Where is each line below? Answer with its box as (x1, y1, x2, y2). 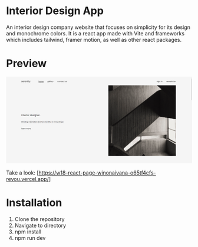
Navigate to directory (14, 222, 67, 229)
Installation (6, 196, 62, 209)
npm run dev (14, 234, 46, 241)
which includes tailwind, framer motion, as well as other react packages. (6, 36, 181, 43)
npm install (14, 228, 42, 235)
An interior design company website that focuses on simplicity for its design (6, 24, 190, 31)
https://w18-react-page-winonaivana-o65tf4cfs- (38, 169, 156, 176)
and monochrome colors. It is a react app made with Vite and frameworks (6, 29, 184, 37)
